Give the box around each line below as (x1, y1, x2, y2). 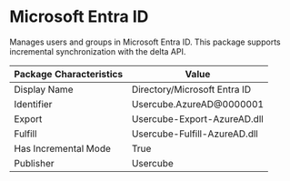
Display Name (14, 83, 74, 96)
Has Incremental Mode (14, 142, 112, 155)
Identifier (14, 97, 53, 110)
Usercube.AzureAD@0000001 (131, 97, 265, 110)
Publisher (14, 156, 55, 169)
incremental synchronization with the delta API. (9, 45, 186, 56)
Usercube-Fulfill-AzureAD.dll (131, 127, 259, 140)
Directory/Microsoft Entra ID (131, 83, 252, 96)
